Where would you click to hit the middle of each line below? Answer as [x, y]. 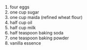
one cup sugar [24, 12]
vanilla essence [25, 43]
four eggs [20, 7]
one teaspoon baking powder [39, 38]
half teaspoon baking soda [36, 33]
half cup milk [22, 28]
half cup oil [21, 22]
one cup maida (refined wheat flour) [46, 17]
